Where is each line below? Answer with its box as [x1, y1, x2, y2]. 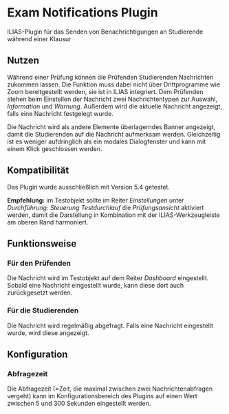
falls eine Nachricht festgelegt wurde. [7, 109, 113, 117]
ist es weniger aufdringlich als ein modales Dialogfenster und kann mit [7, 137, 206, 146]
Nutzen [7, 55, 39, 67]
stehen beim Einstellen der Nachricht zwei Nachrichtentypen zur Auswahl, [7, 95, 218, 103]
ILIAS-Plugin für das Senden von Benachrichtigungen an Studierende [7, 27, 204, 36]
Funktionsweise [7, 238, 77, 249]
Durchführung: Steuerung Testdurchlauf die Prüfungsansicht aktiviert [7, 203, 204, 211]
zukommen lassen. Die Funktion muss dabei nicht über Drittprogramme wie [7, 80, 221, 89]
